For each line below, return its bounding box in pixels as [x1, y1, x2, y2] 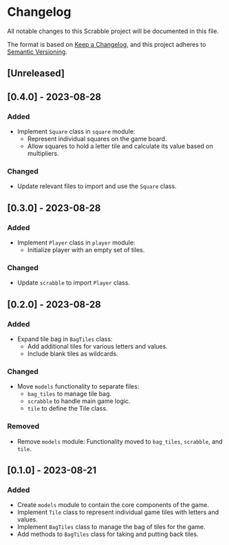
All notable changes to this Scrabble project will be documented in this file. [7, 27, 219, 35]
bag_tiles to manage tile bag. [27, 390, 112, 398]
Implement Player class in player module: [17, 238, 135, 247]
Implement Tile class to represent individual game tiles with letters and [17, 508, 219, 517]
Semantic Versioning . [7, 48, 67, 56]
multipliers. [27, 150, 59, 158]
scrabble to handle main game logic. [27, 397, 131, 405]
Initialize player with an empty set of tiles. [27, 246, 145, 254]
